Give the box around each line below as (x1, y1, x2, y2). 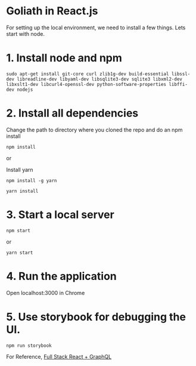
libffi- (169, 81, 188, 87)
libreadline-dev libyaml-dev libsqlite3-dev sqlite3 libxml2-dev (17, 76, 183, 82)
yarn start (6, 250, 33, 256)
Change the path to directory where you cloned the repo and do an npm (6, 126, 183, 133)
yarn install (6, 188, 39, 194)
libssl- (171, 70, 191, 77)
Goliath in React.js (6, 4, 98, 18)
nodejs (17, 87, 33, 93)
